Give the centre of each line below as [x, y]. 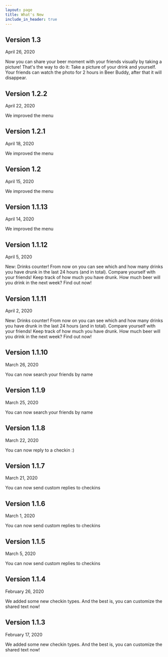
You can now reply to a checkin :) [40, 450]
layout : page [19, 10]
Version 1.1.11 [26, 298]
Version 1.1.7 [25, 466]
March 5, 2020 [21, 554]
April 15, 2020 [20, 181]
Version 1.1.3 [25, 622]
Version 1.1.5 [25, 541]
